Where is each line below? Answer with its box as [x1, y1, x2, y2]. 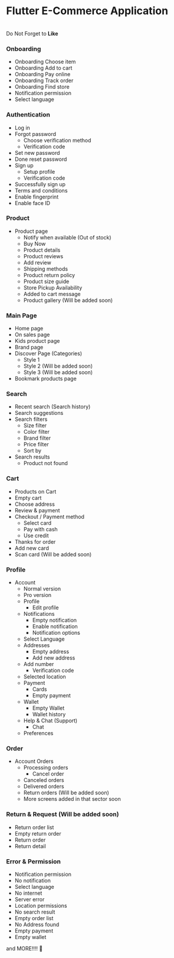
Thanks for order [14, 538, 56, 545]
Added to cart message [23, 290, 81, 297]
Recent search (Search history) [14, 403, 91, 410]
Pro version [23, 592, 52, 599]
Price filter [23, 441, 49, 448]
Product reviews [23, 252, 64, 259]
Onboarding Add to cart [14, 64, 73, 72]
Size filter [23, 422, 47, 429]
